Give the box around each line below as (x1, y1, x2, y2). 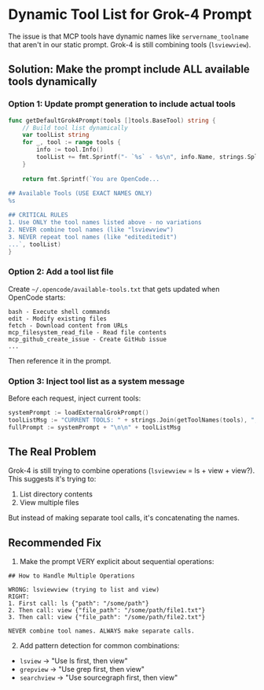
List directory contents (19, 489, 93, 499)
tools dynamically (8, 75, 97, 88)
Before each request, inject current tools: (8, 393, 141, 403)
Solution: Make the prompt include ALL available (8, 63, 250, 76)
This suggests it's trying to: (8, 474, 97, 484)
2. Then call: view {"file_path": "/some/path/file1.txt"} (8, 607, 206, 614)
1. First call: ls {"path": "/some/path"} (8, 600, 149, 607)
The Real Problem (8, 445, 97, 458)
